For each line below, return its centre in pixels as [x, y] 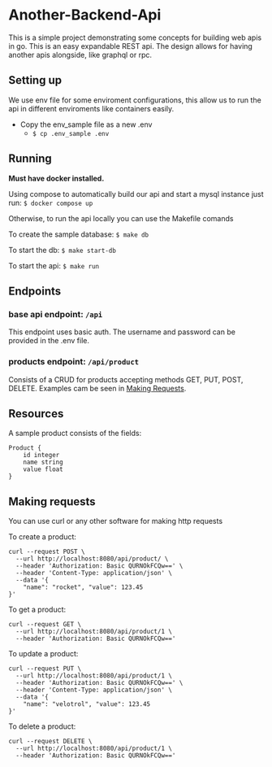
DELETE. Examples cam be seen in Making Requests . [97, 388]
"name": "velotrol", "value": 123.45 [87, 704]
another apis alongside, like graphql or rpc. [80, 54]
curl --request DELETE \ [50, 742]
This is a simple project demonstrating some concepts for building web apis [135, 37]
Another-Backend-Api [85, 15]
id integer [41, 455]
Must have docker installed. [56, 178]
